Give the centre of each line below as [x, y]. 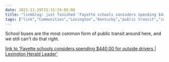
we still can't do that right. [32, 39]
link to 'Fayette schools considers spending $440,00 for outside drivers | [81, 49]
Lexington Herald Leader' [31, 54]
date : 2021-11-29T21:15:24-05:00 [40, 10]
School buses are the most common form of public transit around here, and [83, 34]
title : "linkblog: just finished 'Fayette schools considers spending [81, 15]
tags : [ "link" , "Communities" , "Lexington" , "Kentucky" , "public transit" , [82, 19]
